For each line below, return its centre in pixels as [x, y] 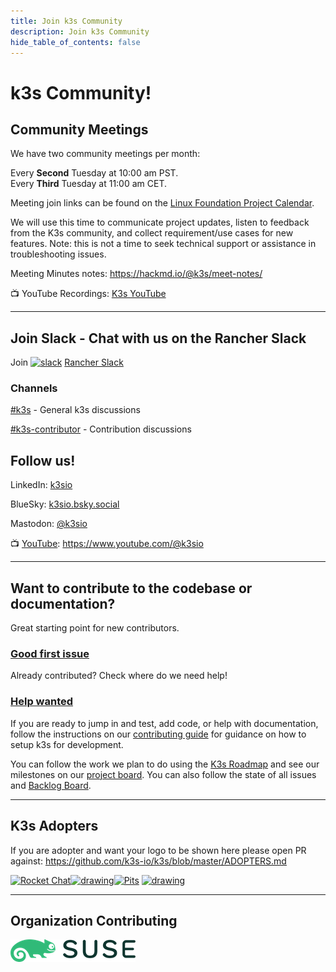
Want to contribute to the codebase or [131, 588]
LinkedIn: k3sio [41, 485]
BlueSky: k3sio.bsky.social [65, 504]
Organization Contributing [94, 920]
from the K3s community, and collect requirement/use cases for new [152, 233]
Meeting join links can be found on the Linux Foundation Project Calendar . [162, 203]
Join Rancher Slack [67, 362]
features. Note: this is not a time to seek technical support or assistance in [163, 244]
